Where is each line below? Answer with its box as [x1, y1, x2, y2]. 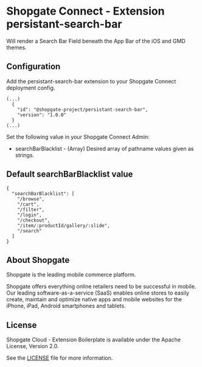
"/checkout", [17, 217, 50, 223]
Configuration [6, 61, 61, 72]
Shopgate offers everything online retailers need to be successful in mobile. [6, 283, 197, 290]
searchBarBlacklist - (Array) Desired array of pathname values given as [15, 145, 194, 152]
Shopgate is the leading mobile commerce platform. [6, 271, 136, 278]
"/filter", [17, 206, 45, 212]
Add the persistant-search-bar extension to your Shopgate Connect [6, 77, 176, 85]
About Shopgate [6, 254, 70, 265]
